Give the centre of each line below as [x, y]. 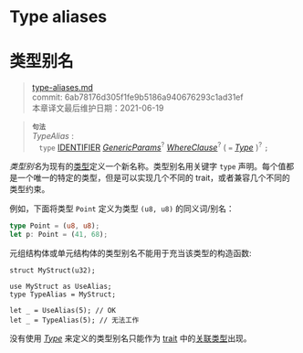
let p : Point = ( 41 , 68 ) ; [58, 234]
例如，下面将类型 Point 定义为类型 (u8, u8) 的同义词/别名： [122, 209]
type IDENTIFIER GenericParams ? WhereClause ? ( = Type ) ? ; [154, 146]
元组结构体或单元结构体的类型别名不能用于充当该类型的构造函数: [131, 252]
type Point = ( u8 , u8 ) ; [55, 226]
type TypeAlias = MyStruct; [63, 294]
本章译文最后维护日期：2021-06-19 [98, 108]
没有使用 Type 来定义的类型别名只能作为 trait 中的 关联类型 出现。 [131, 338]
